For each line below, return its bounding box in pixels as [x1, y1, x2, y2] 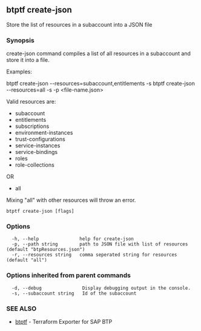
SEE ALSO [6, 304, 37, 313]
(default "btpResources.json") [6, 247, 85, 253]
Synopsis [6, 36, 35, 44]
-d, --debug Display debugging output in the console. [12, 285, 191, 291]
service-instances [15, 142, 61, 149]
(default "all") [6, 257, 47, 263]
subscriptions [15, 122, 50, 130]
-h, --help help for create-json [12, 236, 134, 242]
